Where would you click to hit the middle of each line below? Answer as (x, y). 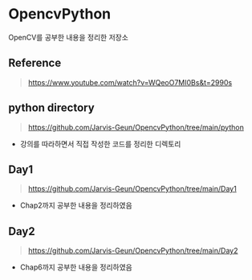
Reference (35, 63)
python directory (51, 108)
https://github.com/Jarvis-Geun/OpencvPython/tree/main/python (136, 127)
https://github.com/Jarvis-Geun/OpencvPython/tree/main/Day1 (132, 189)
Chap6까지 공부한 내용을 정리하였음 (76, 267)
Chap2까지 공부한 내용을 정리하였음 (76, 205)
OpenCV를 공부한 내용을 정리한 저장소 (68, 37)
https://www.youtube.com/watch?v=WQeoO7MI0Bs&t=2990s (130, 82)
